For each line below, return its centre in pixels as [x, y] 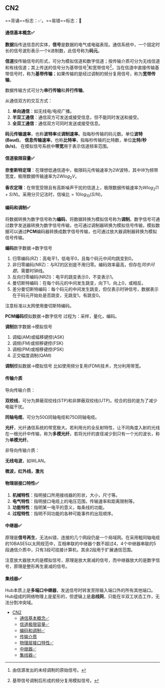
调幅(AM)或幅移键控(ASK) [38, 337]
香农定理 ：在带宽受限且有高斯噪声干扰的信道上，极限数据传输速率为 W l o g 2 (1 [82, 188]
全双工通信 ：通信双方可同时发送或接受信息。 [57, 123]
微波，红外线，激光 [25, 471]
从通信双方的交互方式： [29, 101]
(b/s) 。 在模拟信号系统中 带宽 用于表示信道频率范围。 [58, 146]
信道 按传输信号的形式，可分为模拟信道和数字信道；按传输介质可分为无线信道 [82, 61]
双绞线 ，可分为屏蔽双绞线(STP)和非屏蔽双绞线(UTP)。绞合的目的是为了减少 [81, 400]
